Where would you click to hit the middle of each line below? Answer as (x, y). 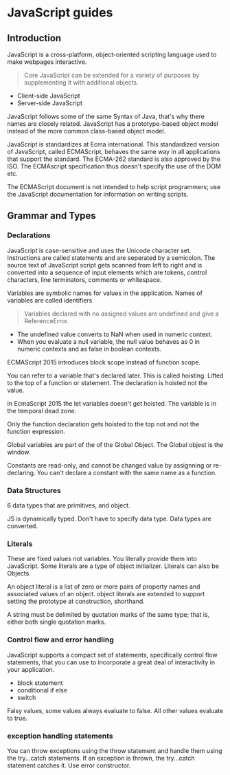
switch (26, 697)
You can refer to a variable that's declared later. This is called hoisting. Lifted (115, 375)
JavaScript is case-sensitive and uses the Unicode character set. (99, 250)
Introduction (34, 38)
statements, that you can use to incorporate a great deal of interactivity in (111, 662)
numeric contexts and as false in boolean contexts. (89, 349)
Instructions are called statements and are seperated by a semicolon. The (111, 258)
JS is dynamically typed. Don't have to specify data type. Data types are (109, 519)
